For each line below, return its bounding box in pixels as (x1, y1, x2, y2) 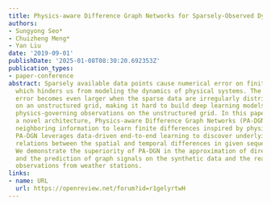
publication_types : (8, 65, 74, 73)
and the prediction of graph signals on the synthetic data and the (15, 154, 251, 162)
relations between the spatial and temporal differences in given (15, 139, 244, 148)
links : (8, 169, 31, 178)
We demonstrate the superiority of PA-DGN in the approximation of (15, 147, 248, 155)
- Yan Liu (8, 42, 42, 50)
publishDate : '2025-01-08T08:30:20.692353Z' (8, 57, 161, 65)
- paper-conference (8, 72, 74, 80)
